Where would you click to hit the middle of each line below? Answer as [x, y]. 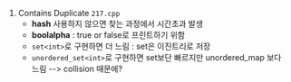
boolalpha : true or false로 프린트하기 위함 [108, 35]
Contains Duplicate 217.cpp [69, 13]
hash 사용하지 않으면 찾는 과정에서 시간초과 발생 [117, 23]
